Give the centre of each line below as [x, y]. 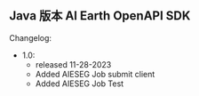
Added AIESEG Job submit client [95, 74]
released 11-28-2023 [73, 64]
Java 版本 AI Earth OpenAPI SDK [100, 16]
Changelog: [30, 37]
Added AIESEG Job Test [80, 84]
